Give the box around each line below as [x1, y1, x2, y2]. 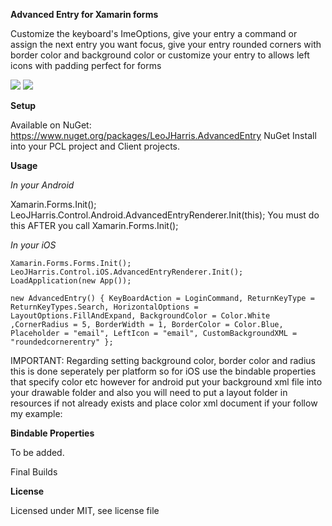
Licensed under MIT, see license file [10, 505, 160, 516]
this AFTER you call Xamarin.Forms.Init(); [10, 220, 179, 231]
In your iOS [10, 239, 57, 251]
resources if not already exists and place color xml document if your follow [10, 397, 318, 409]
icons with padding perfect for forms [10, 60, 162, 71]
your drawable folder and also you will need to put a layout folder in [10, 387, 288, 398]
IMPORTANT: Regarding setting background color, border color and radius [10, 355, 316, 366]
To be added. [10, 447, 65, 458]
